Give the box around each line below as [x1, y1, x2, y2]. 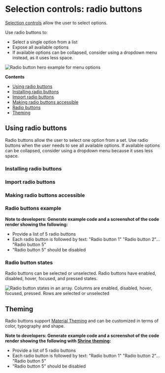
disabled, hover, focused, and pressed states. [5, 276, 98, 282]
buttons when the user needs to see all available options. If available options [5, 142, 160, 148]
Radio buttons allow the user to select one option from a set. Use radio [5, 137, 148, 143]
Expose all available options [12, 44, 69, 50]
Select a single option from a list [12, 39, 78, 45]
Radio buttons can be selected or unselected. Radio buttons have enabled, [5, 270, 157, 276]
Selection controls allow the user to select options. [5, 20, 108, 26]
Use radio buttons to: [5, 29, 48, 35]
